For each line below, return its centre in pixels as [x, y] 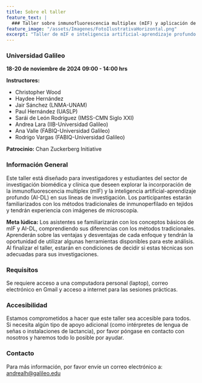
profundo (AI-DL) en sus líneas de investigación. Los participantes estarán [99, 197]
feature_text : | [27, 18]
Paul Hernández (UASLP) [46, 112]
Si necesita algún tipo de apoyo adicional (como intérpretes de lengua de [97, 325]
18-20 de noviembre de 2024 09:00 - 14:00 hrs [67, 69]
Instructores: [23, 81]
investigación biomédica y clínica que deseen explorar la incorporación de [99, 184]
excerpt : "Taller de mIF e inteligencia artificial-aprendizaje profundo [101, 35]
